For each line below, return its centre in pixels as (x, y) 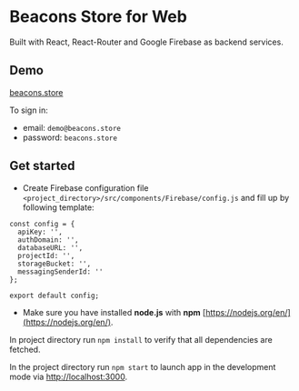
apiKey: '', (40, 232)
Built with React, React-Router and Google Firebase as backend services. (146, 42)
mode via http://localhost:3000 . (69, 376)
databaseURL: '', (50, 247)
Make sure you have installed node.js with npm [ (114, 312)
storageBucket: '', (55, 264)
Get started (42, 166)
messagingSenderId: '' (60, 271)
